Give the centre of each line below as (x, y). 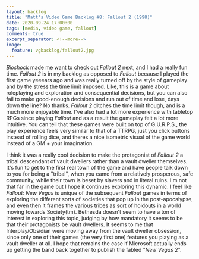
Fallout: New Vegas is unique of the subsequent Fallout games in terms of (97, 193)
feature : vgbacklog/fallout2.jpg (53, 51)
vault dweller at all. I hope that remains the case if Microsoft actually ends (96, 243)
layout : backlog (26, 12)
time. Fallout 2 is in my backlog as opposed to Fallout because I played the (97, 74)
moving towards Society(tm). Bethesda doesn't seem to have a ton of (91, 211)
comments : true (25, 34)
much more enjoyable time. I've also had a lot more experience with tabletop (100, 111)
